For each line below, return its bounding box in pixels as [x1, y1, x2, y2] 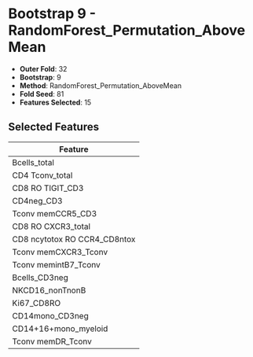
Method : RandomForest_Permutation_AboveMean [19, 80, 182, 90]
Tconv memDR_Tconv [12, 336, 92, 347]
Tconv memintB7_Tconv [12, 259, 101, 270]
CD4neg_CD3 [12, 195, 63, 206]
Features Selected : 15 [19, 98, 92, 107]
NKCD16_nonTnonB [12, 285, 86, 296]
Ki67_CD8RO [12, 297, 61, 308]
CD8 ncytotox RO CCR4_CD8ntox [12, 234, 136, 245]
